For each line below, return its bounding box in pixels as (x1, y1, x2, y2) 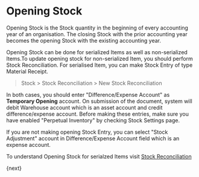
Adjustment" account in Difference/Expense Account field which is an (6, 134, 180, 142)
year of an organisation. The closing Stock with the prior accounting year (6, 30, 188, 37)
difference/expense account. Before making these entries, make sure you (6, 110, 189, 117)
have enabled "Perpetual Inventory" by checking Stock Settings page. (6, 116, 180, 124)
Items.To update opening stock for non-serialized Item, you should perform (6, 55, 193, 62)
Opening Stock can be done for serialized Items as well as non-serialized (6, 48, 188, 55)
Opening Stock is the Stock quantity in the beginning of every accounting (6, 24, 189, 31)
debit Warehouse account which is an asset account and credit (6, 104, 163, 111)
